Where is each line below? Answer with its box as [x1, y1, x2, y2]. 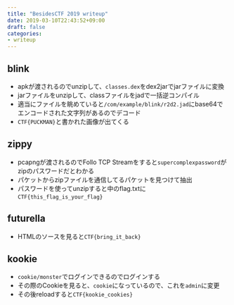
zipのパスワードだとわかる [17, 166, 95, 175]
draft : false [7, 23, 46, 30]
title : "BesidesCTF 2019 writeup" [7, 10, 109, 18]
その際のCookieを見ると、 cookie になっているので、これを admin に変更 [17, 281, 220, 290]
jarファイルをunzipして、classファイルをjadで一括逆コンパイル [17, 91, 200, 99]
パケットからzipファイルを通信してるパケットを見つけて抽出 [17, 175, 193, 184]
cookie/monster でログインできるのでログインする [17, 273, 160, 281]
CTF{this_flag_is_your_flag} [17, 193, 103, 201]
